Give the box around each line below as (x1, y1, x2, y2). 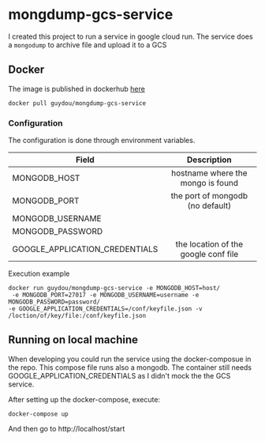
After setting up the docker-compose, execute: (8, 394, 160, 404)
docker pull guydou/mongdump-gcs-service (8, 99, 147, 107)
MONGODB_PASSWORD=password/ (8, 298, 101, 306)
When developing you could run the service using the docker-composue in (8, 354, 252, 364)
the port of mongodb (170, 190, 248, 202)
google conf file (180, 249, 239, 260)
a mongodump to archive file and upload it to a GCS (8, 40, 167, 49)
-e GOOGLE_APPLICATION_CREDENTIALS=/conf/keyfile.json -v (8, 305, 203, 313)
